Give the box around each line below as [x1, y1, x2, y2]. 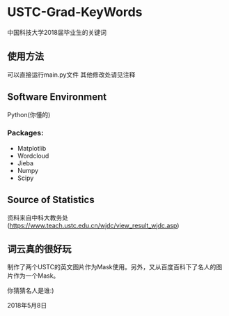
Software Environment [7, 91, 106, 103]
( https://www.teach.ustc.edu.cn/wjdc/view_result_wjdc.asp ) [7, 221, 180, 230]
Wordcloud [17, 151, 49, 160]
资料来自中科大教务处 [7, 213, 68, 222]
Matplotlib [17, 144, 47, 152]
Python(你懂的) [7, 110, 51, 119]
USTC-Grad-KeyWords [7, 4, 143, 20]
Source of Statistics [7, 194, 95, 206]
